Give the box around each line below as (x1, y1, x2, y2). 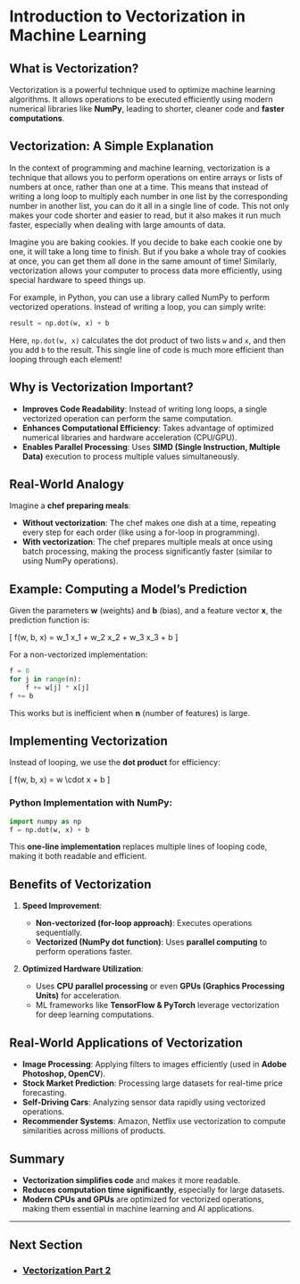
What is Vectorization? (9, 61, 139, 76)
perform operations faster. (35, 946, 133, 957)
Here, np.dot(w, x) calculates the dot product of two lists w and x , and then (9, 335, 286, 346)
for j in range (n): (9, 675, 82, 684)
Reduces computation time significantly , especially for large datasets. (21, 1184, 285, 1195)
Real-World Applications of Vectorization (9, 1035, 243, 1050)
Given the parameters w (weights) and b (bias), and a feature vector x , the (9, 605, 283, 616)
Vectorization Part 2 (21, 1264, 112, 1277)
